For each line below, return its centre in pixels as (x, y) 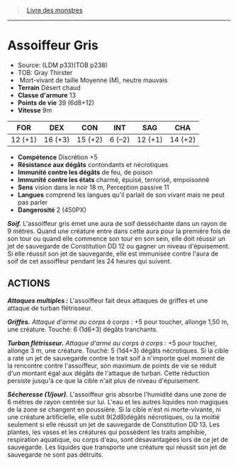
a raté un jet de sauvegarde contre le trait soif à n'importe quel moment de (116, 358)
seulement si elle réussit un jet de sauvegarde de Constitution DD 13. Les (114, 424)
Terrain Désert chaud (49, 87)
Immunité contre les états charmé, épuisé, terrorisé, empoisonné (113, 179)
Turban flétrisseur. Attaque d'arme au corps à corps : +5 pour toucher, (112, 343)
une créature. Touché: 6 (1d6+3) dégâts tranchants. (83, 329)
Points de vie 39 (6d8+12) (56, 103)
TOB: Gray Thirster (45, 72)
